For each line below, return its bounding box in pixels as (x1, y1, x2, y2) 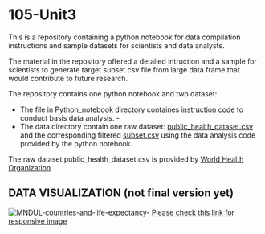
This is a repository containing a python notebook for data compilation (8, 32, 241, 42)
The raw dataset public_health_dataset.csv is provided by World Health (8, 154, 244, 164)
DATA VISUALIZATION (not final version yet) (8, 187, 234, 200)
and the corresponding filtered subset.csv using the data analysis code (19, 130, 256, 140)
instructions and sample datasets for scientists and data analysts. (8, 40, 225, 50)
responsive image (8, 216, 67, 226)
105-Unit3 (8, 6, 77, 24)
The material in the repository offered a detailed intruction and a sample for (8, 56, 257, 66)
